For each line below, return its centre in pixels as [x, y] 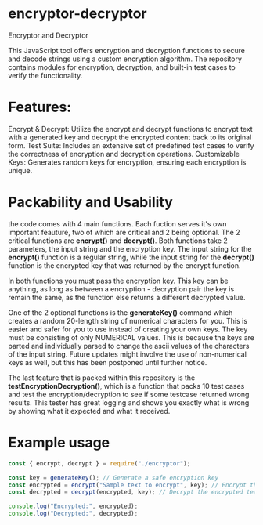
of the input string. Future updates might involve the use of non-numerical [127, 354]
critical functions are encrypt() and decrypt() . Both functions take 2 [118, 241]
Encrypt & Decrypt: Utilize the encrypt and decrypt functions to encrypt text [130, 129]
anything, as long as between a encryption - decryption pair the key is [121, 289]
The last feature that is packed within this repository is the [102, 378]
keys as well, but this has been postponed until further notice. [108, 362]
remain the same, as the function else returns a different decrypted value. [127, 297]
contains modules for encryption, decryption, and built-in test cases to [122, 67]
